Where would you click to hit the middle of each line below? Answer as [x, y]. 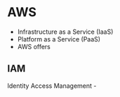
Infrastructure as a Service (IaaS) [65, 32]
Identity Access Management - [52, 86]
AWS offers [34, 46]
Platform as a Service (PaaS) [59, 39]
